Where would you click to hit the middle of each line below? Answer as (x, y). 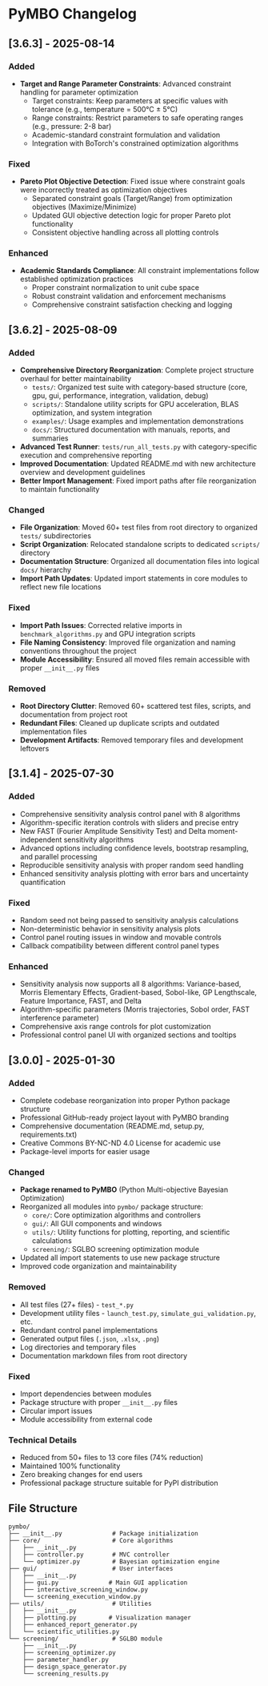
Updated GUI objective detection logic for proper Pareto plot (131, 215)
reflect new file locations (60, 587)
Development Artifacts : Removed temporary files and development (132, 740)
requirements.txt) (48, 1135)
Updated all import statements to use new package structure (120, 1257)
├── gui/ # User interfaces (91, 1569)
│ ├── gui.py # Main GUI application (98, 1583)
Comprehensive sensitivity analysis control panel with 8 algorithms (130, 814)
